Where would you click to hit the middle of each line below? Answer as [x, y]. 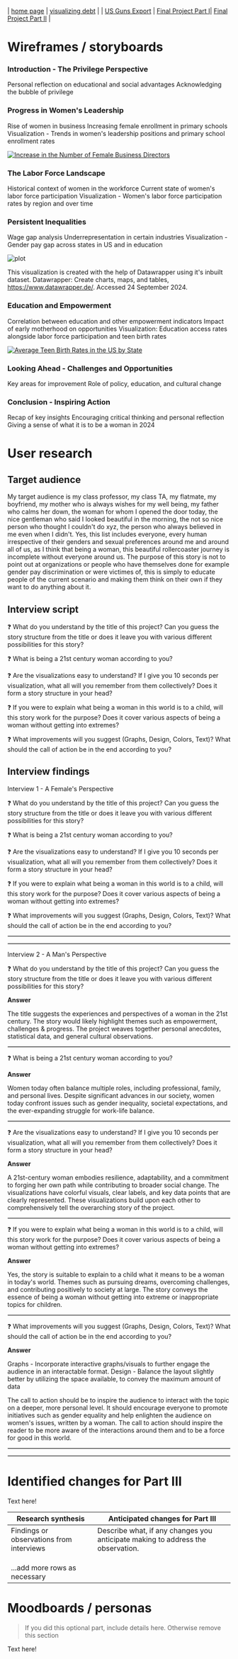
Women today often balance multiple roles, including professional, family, [114, 1088]
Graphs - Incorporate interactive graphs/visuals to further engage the [109, 1364]
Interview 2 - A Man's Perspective [57, 954]
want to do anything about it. [49, 587]
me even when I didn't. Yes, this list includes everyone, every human [107, 534]
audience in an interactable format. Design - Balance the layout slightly [111, 1371]
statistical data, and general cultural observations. [80, 1036]
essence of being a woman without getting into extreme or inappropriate [113, 1297]
